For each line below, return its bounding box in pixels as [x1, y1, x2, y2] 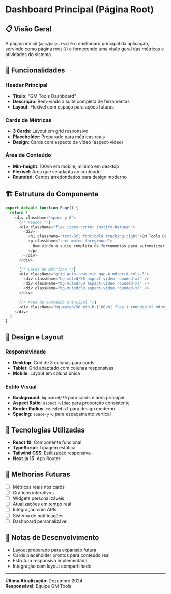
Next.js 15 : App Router [12, 455, 61, 462]
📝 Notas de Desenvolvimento [5, 533, 99, 542]
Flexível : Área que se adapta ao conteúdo [12, 169, 101, 175]
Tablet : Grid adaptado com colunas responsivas [12, 365, 114, 371]
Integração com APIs [12, 507, 57, 513]
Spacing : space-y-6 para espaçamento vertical [12, 411, 111, 417]
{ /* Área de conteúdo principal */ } [18, 300, 97, 305]
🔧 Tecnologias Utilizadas [5, 425, 85, 434]
